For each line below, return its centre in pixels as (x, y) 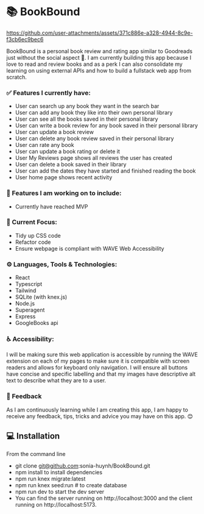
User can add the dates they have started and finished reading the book (105, 171)
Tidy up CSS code (38, 235)
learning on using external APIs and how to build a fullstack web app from (99, 70)
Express (25, 316)
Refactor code (33, 242)
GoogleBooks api (37, 323)
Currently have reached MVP (51, 206)
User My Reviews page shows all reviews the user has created (93, 158)
